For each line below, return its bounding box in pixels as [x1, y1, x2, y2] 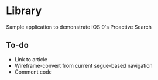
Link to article [14, 55, 48, 62]
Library [6, 4, 42, 18]
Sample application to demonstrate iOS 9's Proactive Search [6, 23, 152, 30]
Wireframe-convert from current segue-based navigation [14, 62, 153, 69]
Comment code [14, 68, 53, 75]
